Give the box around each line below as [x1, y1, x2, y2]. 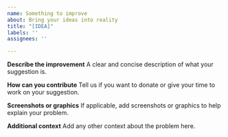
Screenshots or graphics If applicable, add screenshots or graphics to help [7, 101, 221, 110]
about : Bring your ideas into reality [7, 16, 118, 23]
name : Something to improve [7, 10, 88, 17]
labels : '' [7, 29, 38, 36]
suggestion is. [7, 68, 47, 76]
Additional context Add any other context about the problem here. [7, 122, 196, 130]
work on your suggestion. [7, 88, 80, 97]
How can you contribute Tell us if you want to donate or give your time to [7, 81, 216, 89]
